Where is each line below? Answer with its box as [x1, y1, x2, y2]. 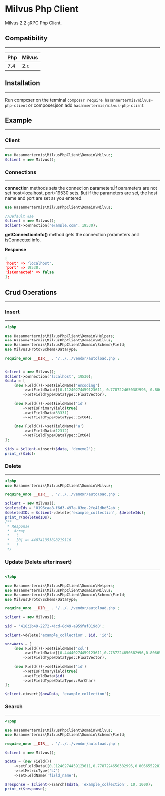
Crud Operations [5, 288, 57, 297]
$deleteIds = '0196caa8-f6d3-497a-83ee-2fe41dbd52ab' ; [5, 505, 120, 510]
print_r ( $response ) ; [5, 786, 48, 792]
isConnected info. [5, 237, 41, 243]
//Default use [5, 214, 34, 219]
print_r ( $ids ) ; [5, 451, 36, 456]
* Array [7, 529, 26, 533]
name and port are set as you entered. [5, 195, 82, 201]
